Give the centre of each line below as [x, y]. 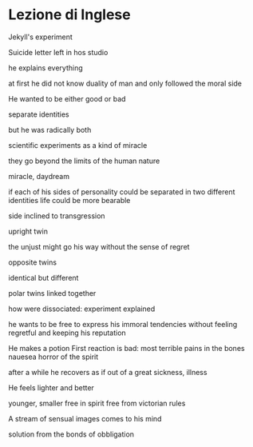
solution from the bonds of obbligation [71, 434]
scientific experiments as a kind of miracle [78, 145]
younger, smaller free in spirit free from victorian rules [97, 403]
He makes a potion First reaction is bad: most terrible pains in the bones [126, 348]
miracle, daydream [39, 176]
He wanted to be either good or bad [67, 98]
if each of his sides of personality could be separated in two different [122, 192]
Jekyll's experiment [41, 37]
